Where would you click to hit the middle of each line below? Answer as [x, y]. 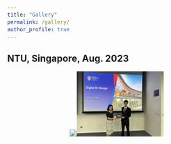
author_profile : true [39, 29]
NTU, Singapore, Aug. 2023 [68, 58]
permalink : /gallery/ [39, 22]
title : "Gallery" [32, 15]
